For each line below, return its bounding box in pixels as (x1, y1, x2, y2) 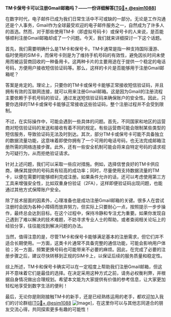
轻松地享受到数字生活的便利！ (5, 283, 68, 288)
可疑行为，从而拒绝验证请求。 (9, 150, 72, 156)
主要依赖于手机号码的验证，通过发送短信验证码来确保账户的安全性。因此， (5, 95, 161, 101)
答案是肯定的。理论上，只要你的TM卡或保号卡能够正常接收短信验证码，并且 (5, 82, 164, 88)
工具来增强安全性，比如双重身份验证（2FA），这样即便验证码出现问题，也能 (5, 180, 163, 186)
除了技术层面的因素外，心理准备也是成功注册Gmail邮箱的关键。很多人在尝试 (5, 197, 164, 203)
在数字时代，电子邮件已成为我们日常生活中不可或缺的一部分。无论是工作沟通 (5, 16, 166, 22)
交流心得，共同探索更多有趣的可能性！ (9, 306, 90, 312)
